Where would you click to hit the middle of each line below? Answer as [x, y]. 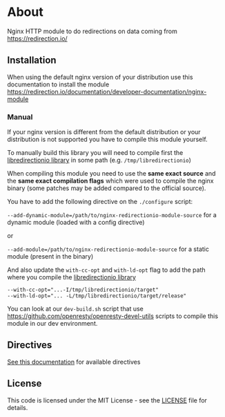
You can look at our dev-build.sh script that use [75, 309]
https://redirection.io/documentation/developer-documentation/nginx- [107, 91]
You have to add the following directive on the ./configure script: [100, 202]
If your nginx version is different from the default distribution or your [104, 132]
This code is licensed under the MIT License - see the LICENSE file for [107, 400]
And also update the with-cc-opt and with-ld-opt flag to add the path [106, 270]
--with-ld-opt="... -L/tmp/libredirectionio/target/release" [97, 296]
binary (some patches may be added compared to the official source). [107, 188]
